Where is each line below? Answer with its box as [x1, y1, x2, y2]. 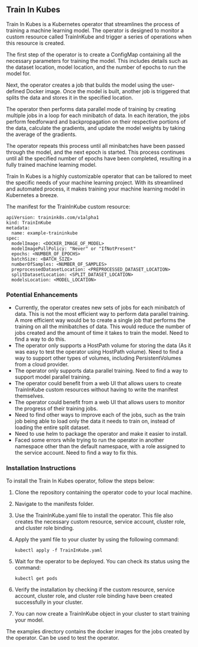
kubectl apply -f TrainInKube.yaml [14, 547, 103, 554]
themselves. [14, 392, 45, 399]
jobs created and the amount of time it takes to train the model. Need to [14, 329, 189, 337]
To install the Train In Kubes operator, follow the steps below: [6, 477, 155, 484]
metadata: [6, 225, 31, 231]
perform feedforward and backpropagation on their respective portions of [6, 118, 186, 125]
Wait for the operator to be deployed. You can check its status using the [14, 558, 190, 565]
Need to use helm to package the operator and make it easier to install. [14, 430, 188, 437]
